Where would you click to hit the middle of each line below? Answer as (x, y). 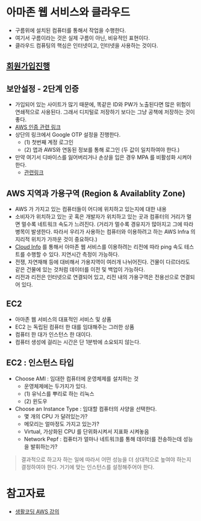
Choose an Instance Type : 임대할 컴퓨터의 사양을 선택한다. (86, 409)
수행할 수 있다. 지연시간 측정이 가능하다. (73, 254)
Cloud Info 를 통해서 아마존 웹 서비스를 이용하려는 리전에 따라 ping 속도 (99, 247)
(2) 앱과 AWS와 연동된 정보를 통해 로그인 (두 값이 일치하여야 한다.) (102, 150)
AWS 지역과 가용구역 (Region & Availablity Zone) (96, 193)
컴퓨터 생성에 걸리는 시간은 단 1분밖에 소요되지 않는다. (78, 341)
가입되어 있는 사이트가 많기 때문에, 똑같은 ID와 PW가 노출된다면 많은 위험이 (103, 105)
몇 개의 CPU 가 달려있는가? (56, 416)
